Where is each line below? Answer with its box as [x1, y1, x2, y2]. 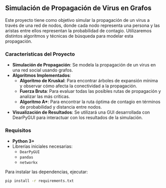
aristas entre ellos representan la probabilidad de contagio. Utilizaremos [5, 27, 152, 34]
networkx [19, 160, 38, 165]
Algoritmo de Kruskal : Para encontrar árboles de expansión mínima [19, 78, 158, 84]
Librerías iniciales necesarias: [12, 143, 73, 149]
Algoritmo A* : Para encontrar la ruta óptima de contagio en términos [19, 99, 161, 105]
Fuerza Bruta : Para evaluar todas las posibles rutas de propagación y [19, 88, 162, 94]
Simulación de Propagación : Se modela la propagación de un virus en [12, 62, 156, 68]
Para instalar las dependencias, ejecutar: [5, 169, 88, 175]
